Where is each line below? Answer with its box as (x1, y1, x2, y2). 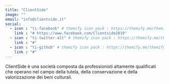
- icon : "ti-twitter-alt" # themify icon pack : (10, 36, 116, 41)
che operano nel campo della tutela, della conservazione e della (5, 68, 138, 74)
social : (5, 21, 22, 27)
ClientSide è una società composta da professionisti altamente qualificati (5, 63, 156, 69)
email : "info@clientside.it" (5, 17, 66, 22)
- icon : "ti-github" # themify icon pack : (10, 45, 105, 50)
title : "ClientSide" (5, 7, 49, 13)
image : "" (5, 12, 26, 17)
